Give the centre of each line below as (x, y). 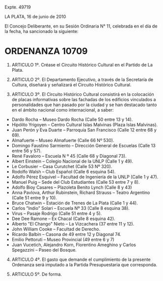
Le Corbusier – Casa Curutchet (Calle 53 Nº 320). (62, 166)
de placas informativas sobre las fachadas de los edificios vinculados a (84, 99)
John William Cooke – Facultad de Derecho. (56, 229)
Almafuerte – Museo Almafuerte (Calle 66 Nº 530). (63, 140)
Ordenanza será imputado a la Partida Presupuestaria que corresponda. (84, 264)
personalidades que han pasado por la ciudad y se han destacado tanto (84, 105)
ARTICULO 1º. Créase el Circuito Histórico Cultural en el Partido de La (82, 65)
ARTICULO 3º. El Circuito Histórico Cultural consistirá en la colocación (83, 94)
